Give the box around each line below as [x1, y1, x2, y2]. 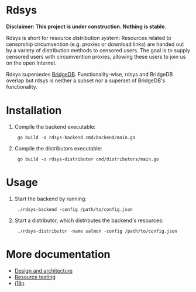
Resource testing [14, 273, 56, 280]
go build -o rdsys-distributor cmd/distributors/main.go [17, 156, 159, 162]
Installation [6, 104, 62, 118]
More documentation [6, 248, 111, 261]
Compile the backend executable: [14, 123, 96, 130]
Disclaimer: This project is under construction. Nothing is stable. [6, 23, 167, 30]
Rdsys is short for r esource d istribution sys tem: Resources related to [6, 34, 171, 41]
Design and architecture [14, 267, 73, 274]
